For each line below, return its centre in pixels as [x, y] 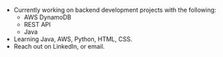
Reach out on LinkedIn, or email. [59, 46]
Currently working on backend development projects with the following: [115, 10]
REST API [37, 24]
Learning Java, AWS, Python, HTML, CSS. [73, 39]
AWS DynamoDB [48, 17]
